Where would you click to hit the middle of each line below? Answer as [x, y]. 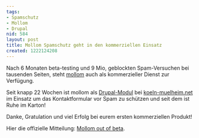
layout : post [22, 40]
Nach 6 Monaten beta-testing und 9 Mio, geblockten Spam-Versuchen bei [98, 68]
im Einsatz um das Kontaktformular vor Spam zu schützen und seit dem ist [98, 98]
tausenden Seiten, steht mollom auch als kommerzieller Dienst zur [88, 74]
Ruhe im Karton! [26, 105]
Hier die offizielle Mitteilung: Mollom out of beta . [66, 128]
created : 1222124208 [32, 51]
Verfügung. [20, 80]
